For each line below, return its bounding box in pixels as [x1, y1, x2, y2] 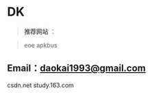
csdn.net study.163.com [7, 81, 74, 89]
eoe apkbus [23, 41, 58, 49]
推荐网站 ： [23, 27, 56, 35]
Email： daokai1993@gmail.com [7, 63, 146, 74]
